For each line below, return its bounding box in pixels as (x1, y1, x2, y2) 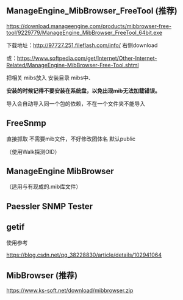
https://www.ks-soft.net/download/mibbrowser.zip (6, 287, 134, 295)
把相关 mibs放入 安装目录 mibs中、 (6, 74, 95, 81)
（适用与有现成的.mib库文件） (6, 183, 82, 191)
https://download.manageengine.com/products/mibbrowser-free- (6, 22, 172, 29)
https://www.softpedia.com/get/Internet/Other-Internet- (17, 54, 157, 62)
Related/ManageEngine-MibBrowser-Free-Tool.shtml (6, 61, 139, 68)
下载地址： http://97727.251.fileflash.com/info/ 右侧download (6, 42, 158, 49)
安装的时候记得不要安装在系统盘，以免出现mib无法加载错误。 (6, 87, 160, 94)
